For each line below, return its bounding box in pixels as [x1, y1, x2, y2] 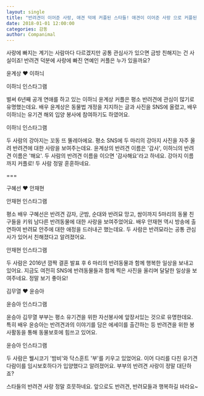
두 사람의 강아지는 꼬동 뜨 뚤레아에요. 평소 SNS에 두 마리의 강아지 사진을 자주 [6, 137, 189, 144]
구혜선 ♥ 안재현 [6, 184, 44, 192]
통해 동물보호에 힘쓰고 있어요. [27, 329, 97, 336]
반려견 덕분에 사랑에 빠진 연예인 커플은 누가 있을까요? [24, 57, 150, 64]
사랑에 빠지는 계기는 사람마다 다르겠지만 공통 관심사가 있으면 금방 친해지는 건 [6, 49, 189, 57]
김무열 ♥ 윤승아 [6, 287, 44, 295]
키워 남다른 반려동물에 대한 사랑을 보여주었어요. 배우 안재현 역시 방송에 [22, 218, 190, 226]
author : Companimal [6, 32, 56, 38]
